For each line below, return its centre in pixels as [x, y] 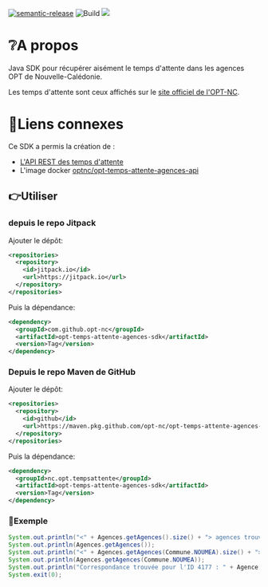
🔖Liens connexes [66, 124]
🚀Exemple [28, 521]
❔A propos [43, 46]
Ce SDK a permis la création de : [62, 146]
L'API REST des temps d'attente [71, 162]
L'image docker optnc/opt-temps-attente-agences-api [109, 170]
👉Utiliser [33, 197]
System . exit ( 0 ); [35, 574]
